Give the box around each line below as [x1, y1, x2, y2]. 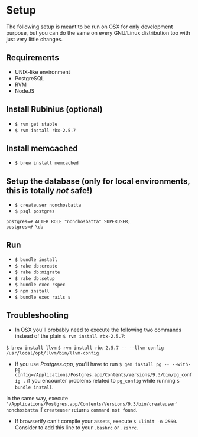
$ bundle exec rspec [14, 282, 66, 288]
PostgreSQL [14, 74, 44, 81]
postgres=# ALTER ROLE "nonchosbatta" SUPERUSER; [6, 219, 131, 225]
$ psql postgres [14, 208, 55, 214]
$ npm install [14, 288, 50, 294]
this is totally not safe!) [6, 185, 93, 195]
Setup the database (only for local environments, [6, 176, 190, 186]
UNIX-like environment [14, 69, 70, 76]
